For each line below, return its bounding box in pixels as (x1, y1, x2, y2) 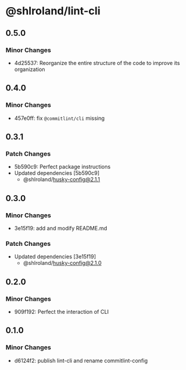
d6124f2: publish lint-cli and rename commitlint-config (14, 357, 148, 364)
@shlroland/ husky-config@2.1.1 (23, 176, 101, 183)
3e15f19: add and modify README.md (14, 224, 107, 232)
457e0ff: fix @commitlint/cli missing (14, 115, 105, 122)
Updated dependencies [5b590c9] (14, 169, 100, 177)
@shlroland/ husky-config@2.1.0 (23, 260, 102, 267)
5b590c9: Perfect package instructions (14, 163, 111, 171)
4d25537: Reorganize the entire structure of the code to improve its (14, 59, 180, 66)
